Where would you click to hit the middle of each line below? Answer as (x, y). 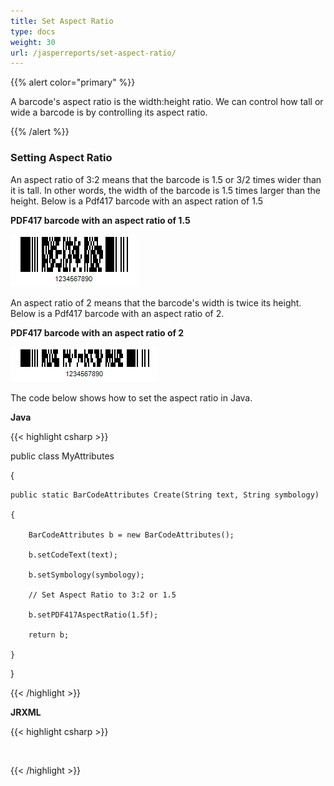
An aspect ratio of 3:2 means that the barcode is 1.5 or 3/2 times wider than (166, 179)
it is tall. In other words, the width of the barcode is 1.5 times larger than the (165, 190)
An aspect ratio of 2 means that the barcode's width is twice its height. (156, 302)
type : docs (33, 31)
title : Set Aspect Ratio (62, 21)
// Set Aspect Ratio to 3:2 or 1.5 (102, 595)
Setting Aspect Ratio (61, 158)
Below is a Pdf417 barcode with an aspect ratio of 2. (117, 313)
